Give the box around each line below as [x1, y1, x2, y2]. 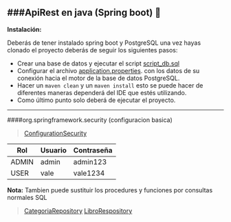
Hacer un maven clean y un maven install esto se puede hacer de [16, 81, 203, 90]
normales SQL [7, 193, 47, 201]
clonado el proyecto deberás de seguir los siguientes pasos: [7, 46, 178, 54]
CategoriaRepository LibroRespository [23, 206, 133, 214]
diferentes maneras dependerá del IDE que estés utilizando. [16, 88, 187, 97]
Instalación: [7, 25, 42, 33]
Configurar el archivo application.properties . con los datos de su [16, 66, 200, 74]
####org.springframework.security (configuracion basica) [7, 115, 173, 124]
